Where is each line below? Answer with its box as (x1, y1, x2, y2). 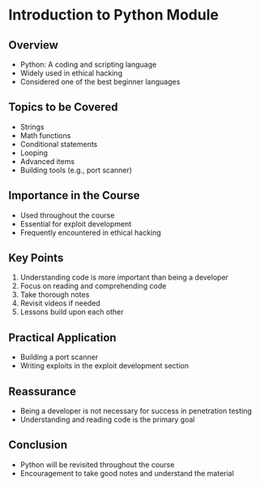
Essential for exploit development (19, 219, 132, 228)
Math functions (19, 130, 71, 140)
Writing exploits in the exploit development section (19, 361, 189, 371)
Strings (19, 122, 45, 132)
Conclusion (8, 438, 68, 452)
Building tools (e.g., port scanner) (19, 165, 132, 175)
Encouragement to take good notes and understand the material (19, 468, 235, 478)
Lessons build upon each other (19, 307, 124, 317)
